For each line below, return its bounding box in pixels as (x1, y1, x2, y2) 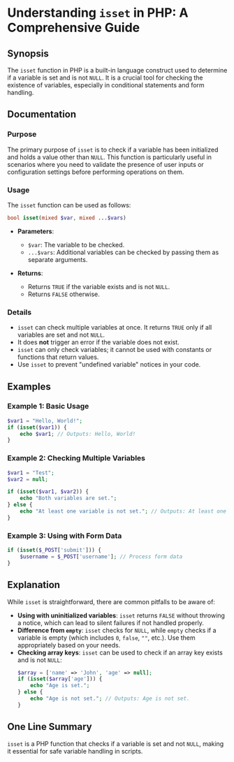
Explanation (7, 579, 61, 591)
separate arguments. (27, 255, 88, 263)
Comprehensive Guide (7, 20, 140, 36)
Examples (7, 381, 51, 393)
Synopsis (7, 47, 49, 59)
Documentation (7, 108, 77, 120)
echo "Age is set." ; (30, 682, 90, 689)
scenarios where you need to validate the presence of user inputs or (7, 160, 204, 168)
